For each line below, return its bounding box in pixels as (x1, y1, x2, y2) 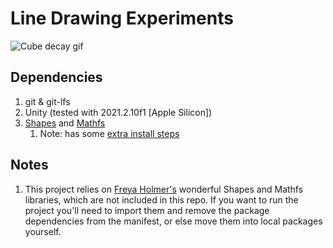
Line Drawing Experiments (10, 7, 234, 30)
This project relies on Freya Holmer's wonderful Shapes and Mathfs (24, 183, 304, 195)
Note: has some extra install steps (39, 127, 180, 139)
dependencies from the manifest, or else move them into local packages (24, 215, 323, 227)
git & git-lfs (24, 95, 71, 107)
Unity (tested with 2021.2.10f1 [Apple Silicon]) (24, 106, 213, 118)
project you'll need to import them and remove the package (24, 204, 270, 216)
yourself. (24, 225, 62, 237)
